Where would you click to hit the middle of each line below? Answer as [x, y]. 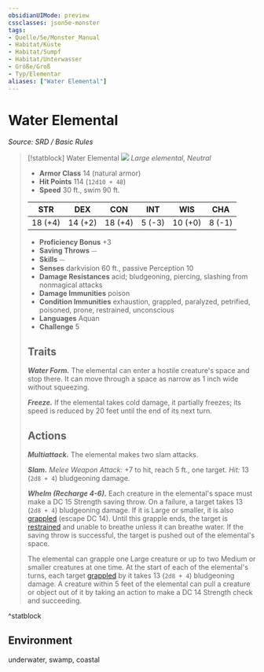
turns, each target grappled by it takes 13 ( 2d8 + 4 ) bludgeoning [131, 576]
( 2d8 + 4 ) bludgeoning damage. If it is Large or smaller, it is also [130, 510]
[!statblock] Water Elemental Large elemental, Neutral [119, 158]
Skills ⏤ [52, 260]
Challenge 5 [59, 327]
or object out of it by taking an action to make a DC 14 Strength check [140, 593]
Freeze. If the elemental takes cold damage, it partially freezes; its [134, 403]
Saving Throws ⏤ [68, 251]
